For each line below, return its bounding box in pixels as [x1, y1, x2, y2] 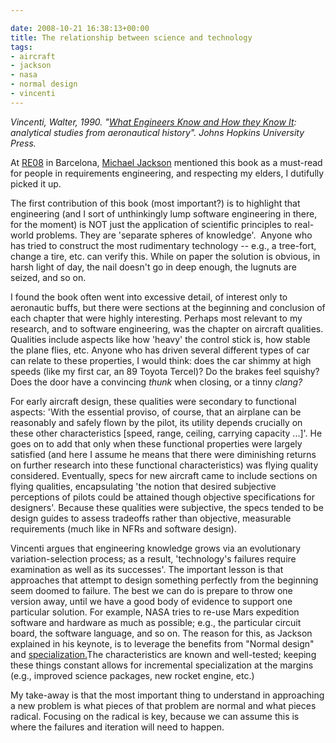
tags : [10, 42, 33, 52]
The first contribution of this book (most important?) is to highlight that [10, 197, 301, 209]
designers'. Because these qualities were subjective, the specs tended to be [10, 501, 324, 513]
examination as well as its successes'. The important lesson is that [10, 563, 284, 575]
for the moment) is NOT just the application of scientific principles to [10, 218, 293, 230]
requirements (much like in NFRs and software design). [10, 522, 237, 535]
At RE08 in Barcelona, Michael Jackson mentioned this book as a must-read [10, 156, 323, 168]
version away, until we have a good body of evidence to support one [10, 595, 293, 607]
